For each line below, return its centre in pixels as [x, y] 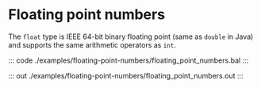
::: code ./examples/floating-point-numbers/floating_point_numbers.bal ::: [129, 60]
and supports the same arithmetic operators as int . [92, 44]
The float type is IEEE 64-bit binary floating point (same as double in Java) [131, 36]
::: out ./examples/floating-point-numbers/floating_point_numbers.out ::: [126, 75]
